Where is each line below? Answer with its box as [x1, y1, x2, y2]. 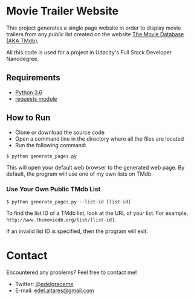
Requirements [6, 72, 60, 83]
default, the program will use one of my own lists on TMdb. [6, 170, 153, 177]
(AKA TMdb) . [6, 37, 39, 44]
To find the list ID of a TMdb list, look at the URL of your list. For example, [6, 209, 189, 217]
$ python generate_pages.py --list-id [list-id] [6, 199, 131, 205]
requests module [15, 95, 57, 102]
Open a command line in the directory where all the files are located [15, 135, 184, 142]
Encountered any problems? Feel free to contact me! [6, 269, 137, 276]
